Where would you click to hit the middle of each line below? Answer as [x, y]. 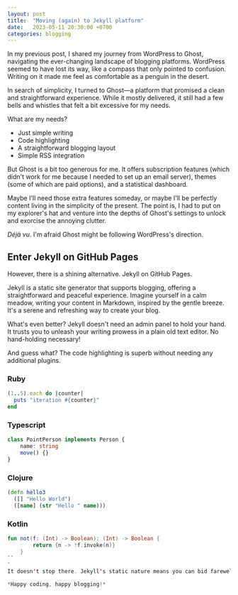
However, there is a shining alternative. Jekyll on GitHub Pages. [100, 274]
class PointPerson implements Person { [66, 440]
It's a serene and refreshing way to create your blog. [84, 310]
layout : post [27, 14]
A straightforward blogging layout [67, 148]
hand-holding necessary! [44, 339]
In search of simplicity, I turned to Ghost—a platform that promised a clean [116, 90]
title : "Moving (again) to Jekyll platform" [75, 21]
